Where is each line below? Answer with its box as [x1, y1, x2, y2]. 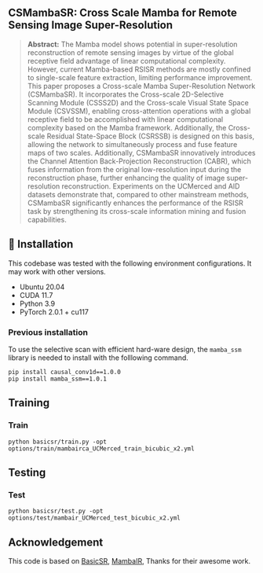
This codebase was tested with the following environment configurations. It [8, 259, 252, 268]
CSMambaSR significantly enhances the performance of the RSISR [27, 198, 243, 208]
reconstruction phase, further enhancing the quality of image [27, 173, 225, 182]
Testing [8, 466, 46, 479]
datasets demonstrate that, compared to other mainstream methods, [27, 189, 249, 199]
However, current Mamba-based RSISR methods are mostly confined [27, 64, 251, 74]
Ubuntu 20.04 [19, 282, 65, 292]
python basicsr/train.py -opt [8, 438, 108, 446]
